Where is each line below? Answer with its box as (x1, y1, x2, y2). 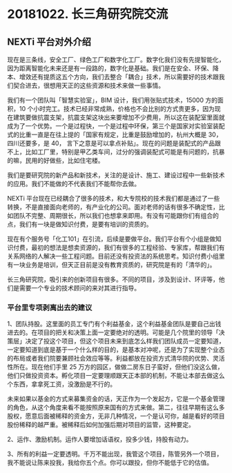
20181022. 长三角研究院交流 (7, 6, 168, 22)
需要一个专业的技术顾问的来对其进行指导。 (19, 284, 140, 292)
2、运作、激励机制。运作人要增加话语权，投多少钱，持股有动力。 (7, 435, 193, 443)
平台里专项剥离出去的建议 (7, 303, 93, 312)
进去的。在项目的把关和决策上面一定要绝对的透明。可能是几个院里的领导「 (7, 328, 219, 336)
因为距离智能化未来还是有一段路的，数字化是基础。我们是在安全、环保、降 (7, 64, 219, 72)
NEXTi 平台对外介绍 (7, 36, 92, 48)
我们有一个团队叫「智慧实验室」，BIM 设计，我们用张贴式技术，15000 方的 (7, 96, 217, 104)
